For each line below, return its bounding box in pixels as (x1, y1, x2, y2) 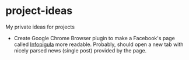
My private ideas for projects (5, 23, 75, 30)
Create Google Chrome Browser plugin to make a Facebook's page (13, 34, 176, 41)
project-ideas (5, 4, 73, 17)
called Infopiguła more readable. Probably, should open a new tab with (13, 41, 184, 48)
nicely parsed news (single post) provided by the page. (13, 47, 147, 54)
